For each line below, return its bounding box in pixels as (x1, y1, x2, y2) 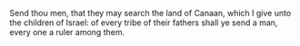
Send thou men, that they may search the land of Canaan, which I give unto (9, 8, 292, 18)
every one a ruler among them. (9, 27, 125, 37)
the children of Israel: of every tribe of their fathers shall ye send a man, (9, 17, 278, 28)
